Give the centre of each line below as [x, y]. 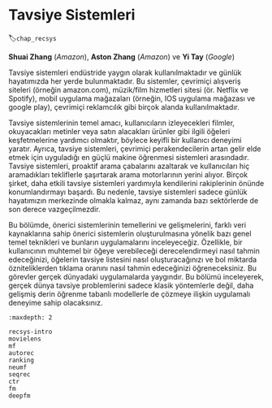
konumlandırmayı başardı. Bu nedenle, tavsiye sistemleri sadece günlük [128, 192]
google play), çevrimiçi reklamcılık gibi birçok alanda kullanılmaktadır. [124, 106]
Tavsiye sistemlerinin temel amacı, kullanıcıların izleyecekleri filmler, [122, 123]
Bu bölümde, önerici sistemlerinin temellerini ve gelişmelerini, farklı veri [127, 224]
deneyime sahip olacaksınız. [56, 302]
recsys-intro [30, 332]
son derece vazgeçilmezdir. [54, 209]
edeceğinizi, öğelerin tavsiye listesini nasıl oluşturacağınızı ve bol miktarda [133, 259]
